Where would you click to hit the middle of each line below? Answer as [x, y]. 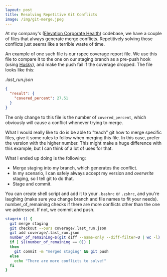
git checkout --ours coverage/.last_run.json [58, 228]
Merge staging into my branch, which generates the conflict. [75, 168]
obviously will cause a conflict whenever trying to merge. [64, 122]
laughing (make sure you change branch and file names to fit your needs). [82, 199]
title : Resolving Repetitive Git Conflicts [51, 15]
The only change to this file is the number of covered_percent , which [76, 117]
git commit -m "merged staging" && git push [61, 251]
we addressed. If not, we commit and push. [50, 210]
